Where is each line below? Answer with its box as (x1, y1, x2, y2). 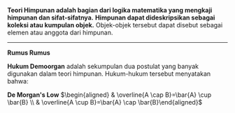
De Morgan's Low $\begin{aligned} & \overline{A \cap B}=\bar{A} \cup (7, 91, 212, 99)
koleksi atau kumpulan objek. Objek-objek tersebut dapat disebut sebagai (7, 21, 223, 29)
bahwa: (7, 77, 29, 85)
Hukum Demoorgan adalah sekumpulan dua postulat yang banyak (7, 62, 199, 70)
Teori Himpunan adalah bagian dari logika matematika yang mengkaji (7, 6, 213, 14)
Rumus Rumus (7, 48, 50, 57)
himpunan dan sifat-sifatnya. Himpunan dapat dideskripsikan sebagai (7, 13, 215, 22)
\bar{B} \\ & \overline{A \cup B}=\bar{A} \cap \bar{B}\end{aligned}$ (7, 98, 203, 106)
